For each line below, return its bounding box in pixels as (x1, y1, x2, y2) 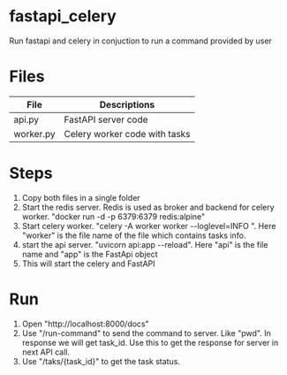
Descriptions (99, 98, 155, 111)
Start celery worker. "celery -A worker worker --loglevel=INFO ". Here (21, 220, 276, 231)
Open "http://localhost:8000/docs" (21, 318, 150, 329)
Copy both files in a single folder (21, 192, 140, 203)
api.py (13, 113, 40, 126)
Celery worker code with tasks (64, 127, 191, 140)
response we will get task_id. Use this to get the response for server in (21, 337, 279, 348)
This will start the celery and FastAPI (21, 258, 156, 269)
